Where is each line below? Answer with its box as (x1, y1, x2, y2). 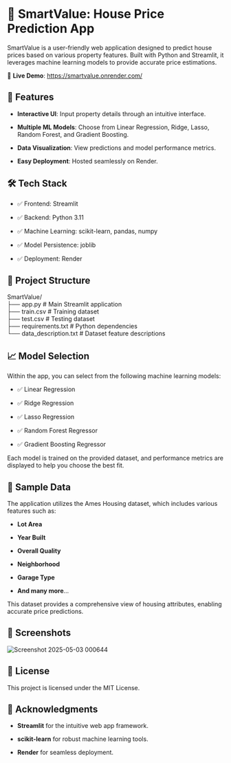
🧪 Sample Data (7, 481, 71, 493)
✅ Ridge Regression (16, 399, 74, 408)
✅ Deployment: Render (16, 254, 82, 263)
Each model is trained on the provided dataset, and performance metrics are (7, 454, 224, 463)
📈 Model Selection (7, 350, 90, 362)
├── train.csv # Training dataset (7, 307, 100, 316)
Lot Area (16, 520, 43, 528)
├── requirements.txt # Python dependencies (7, 322, 137, 331)
